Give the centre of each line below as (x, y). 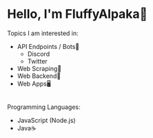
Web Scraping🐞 (39, 68)
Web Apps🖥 (34, 83)
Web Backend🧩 (39, 76)
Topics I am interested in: (43, 33)
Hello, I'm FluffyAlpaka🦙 (78, 14)
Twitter (38, 61)
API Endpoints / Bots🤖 (48, 46)
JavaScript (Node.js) (46, 120)
